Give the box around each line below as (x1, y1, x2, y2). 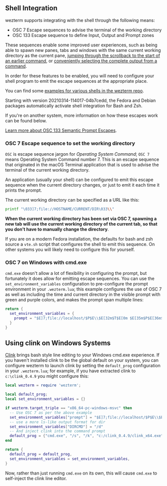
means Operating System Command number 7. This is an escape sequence (5, 157, 160, 163)
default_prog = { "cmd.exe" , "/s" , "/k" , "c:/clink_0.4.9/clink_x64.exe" (9, 434, 164, 439)
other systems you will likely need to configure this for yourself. (5, 246, 135, 252)
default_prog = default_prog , (9, 452, 72, 457)
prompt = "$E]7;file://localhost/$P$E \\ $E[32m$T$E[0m (14, 316, 128, 321)
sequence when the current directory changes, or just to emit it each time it (5, 182, 160, 188)
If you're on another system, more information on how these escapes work (5, 112, 158, 118)
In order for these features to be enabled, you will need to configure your (5, 72, 155, 79)
